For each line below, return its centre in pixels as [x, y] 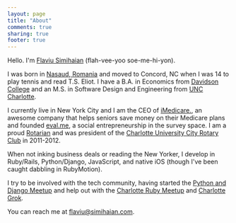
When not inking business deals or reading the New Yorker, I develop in [111, 154]
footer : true [26, 40]
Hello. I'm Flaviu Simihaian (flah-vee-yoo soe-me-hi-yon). [91, 60]
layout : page [26, 14]
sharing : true [28, 34]
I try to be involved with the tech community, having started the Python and [117, 183]
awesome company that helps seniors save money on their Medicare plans [116, 118]
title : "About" [30, 21]
